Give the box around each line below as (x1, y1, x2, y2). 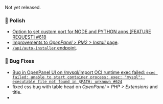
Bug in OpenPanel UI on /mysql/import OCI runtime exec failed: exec (12, 69, 156, 75)
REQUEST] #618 (12, 34, 46, 40)
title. (12, 89, 21, 95)
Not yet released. (5, 5, 41, 10)
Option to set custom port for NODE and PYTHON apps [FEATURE (12, 29, 151, 35)
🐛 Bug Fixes (5, 58, 34, 65)
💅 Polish (5, 17, 26, 24)
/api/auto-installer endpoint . (12, 45, 78, 51)
